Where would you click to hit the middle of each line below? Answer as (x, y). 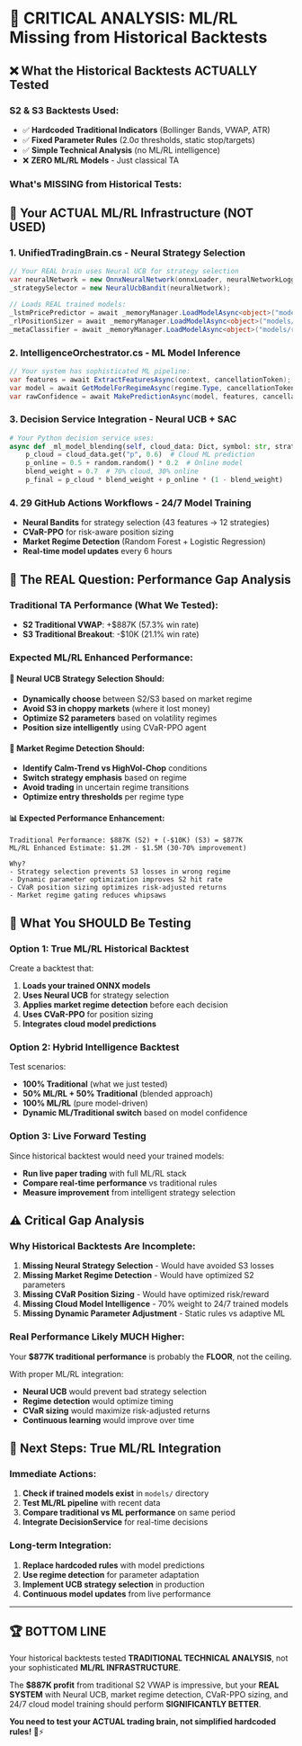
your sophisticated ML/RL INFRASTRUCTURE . (95, 1667)
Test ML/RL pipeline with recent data (91, 1503)
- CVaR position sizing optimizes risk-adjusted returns (118, 888)
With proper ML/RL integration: (67, 1374)
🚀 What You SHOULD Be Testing (100, 922)
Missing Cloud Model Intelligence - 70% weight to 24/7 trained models (155, 1304)
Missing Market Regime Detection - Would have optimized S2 (138, 1276)
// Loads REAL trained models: (68, 305)
